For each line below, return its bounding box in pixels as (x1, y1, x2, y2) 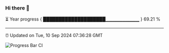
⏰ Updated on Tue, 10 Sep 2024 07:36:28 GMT (5, 32, 103, 38)
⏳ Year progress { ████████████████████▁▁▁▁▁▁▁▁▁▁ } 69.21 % (5, 16, 161, 22)
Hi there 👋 (5, 4, 30, 11)
